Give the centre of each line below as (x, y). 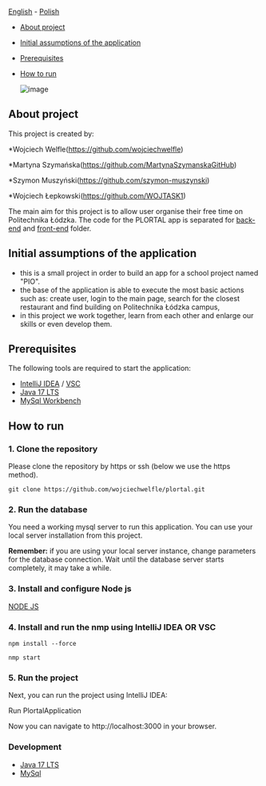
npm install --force (43, 644)
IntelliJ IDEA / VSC (50, 384)
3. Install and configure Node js (70, 589)
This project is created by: (51, 133)
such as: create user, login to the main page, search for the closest (129, 298)
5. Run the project (43, 678)
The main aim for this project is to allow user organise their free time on (126, 211)
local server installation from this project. (75, 535)
